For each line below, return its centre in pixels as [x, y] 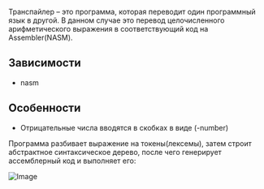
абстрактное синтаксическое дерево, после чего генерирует [115, 152]
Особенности [45, 108]
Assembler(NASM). [41, 37]
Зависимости [45, 63]
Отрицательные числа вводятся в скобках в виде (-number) [124, 127]
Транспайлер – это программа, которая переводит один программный [132, 12]
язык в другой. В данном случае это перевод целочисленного [117, 20]
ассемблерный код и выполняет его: [72, 161]
